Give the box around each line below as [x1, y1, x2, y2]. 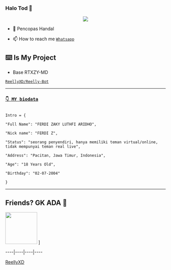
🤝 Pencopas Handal [12, 25, 54, 32]
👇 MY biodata [5, 96, 39, 102]
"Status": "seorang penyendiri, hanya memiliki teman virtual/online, [5, 140, 158, 145]
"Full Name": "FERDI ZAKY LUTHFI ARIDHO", [5, 122, 97, 127]
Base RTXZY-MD [12, 69, 48, 75]
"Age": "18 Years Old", [5, 162, 56, 167]
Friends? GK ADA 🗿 [5, 198, 67, 207]
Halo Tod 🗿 [5, 5, 33, 12]
